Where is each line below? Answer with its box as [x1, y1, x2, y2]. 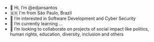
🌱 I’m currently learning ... [9, 21, 63, 27]
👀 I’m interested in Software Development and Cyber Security [9, 15, 136, 21]
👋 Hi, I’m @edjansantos [9, 5, 58, 10]
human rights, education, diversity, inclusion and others [9, 31, 124, 37]
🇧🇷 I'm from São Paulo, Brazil [9, 10, 72, 16]
